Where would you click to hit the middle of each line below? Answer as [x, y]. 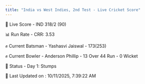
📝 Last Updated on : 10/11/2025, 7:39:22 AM [51, 75]
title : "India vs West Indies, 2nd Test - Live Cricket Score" [73, 10]
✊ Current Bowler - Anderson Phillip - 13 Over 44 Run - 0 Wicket [72, 56]
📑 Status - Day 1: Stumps [31, 66]
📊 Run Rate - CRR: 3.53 [30, 34]
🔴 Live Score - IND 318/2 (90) [36, 24]
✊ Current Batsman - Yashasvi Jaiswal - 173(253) [56, 46]
